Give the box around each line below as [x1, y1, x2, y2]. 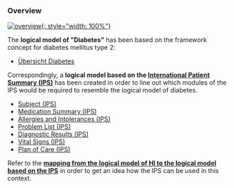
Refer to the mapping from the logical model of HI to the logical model [7, 159, 217, 167]
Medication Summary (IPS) [17, 108, 97, 116]
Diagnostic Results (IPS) [17, 130, 89, 139]
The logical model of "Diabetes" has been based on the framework [7, 36, 207, 44]
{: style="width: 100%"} [41, 22, 111, 31]
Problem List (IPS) [17, 122, 71, 131]
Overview [7, 6, 42, 16]
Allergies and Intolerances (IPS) [17, 115, 111, 123]
